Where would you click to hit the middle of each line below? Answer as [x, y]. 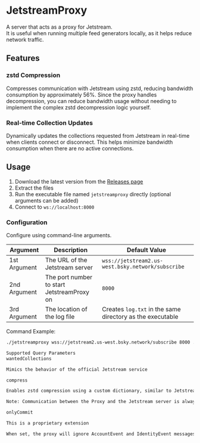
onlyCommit [20, 413]
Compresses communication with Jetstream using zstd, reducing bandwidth [100, 88]
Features [23, 58]
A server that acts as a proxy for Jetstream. [60, 27]
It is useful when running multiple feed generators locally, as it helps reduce [99, 33]
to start [55, 285]
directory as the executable [140, 317]
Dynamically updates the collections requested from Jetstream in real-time [98, 135]
